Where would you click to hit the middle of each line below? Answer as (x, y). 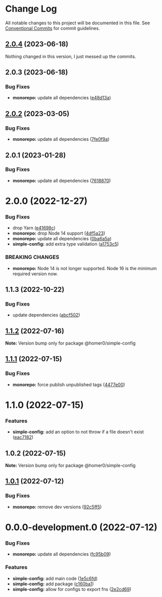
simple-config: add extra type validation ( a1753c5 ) (66, 244)
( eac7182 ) (23, 437)
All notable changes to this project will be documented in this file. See (78, 23)
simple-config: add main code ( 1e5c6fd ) (55, 578)
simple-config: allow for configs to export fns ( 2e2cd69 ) (72, 589)
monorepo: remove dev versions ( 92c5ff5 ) (57, 507)
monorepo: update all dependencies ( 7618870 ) (62, 180)
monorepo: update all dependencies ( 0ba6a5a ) (62, 239)
